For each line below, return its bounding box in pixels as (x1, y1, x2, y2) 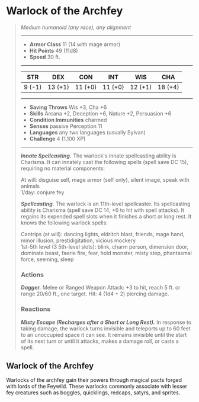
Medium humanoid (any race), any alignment (20, 24, 131, 31)
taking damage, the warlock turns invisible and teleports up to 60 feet (20, 324, 191, 332)
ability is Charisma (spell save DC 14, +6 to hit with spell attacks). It (20, 206, 185, 214)
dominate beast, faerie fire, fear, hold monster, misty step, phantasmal (20, 249, 192, 256)
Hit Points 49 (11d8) (29, 47, 78, 54)
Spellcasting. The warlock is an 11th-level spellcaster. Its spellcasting (20, 200, 191, 207)
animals (20, 182, 40, 189)
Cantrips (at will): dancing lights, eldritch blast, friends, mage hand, (20, 230, 185, 237)
